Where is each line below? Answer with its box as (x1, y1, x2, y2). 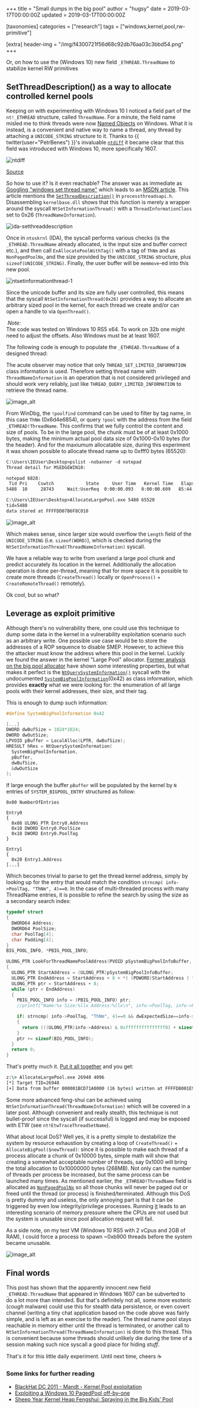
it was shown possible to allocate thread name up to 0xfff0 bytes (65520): (6, 447, 187, 454)
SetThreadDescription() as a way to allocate (6, 82, 172, 92)
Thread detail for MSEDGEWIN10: (6, 464, 86, 470)
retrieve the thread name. (6, 386, 68, 394)
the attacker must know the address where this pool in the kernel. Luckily (6, 649, 185, 656)
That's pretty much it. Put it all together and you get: (6, 1063, 134, 1070)
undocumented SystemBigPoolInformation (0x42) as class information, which (6, 675, 193, 682)
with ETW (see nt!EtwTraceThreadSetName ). (6, 1121, 111, 1128)
